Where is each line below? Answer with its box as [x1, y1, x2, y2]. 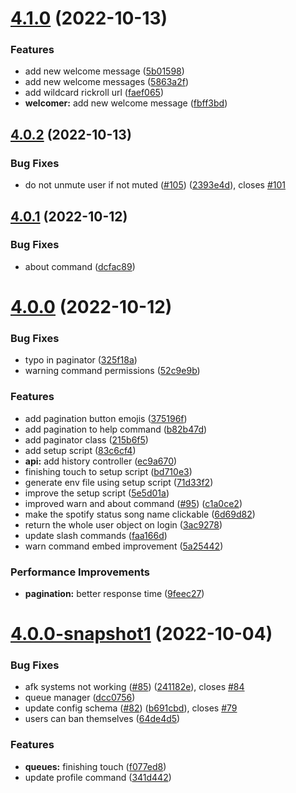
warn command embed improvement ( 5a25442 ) [24, 540, 224, 552]
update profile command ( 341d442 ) [24, 771, 172, 783]
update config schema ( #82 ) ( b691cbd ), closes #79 [24, 702, 238, 714]
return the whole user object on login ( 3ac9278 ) [24, 518, 223, 531]
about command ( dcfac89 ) [24, 260, 136, 272]
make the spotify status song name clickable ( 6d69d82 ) [24, 508, 256, 520]
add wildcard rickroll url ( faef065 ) [24, 87, 165, 99]
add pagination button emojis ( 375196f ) [24, 412, 188, 424]
